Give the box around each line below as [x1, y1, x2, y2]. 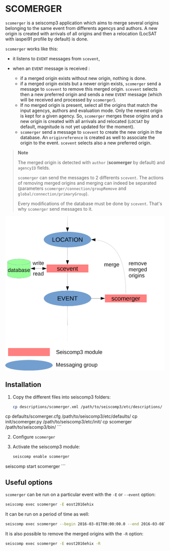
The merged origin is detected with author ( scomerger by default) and [17, 159, 165, 165]
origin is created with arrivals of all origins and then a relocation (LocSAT [5, 30, 157, 36]
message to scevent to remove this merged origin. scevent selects [20, 86, 158, 92]
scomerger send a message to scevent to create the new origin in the [20, 129, 162, 135]
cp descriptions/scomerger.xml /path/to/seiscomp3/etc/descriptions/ [12, 404, 163, 409]
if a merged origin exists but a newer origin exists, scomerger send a [20, 81, 161, 87]
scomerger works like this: [5, 46, 58, 52]
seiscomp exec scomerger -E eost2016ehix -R [5, 541, 101, 546]
